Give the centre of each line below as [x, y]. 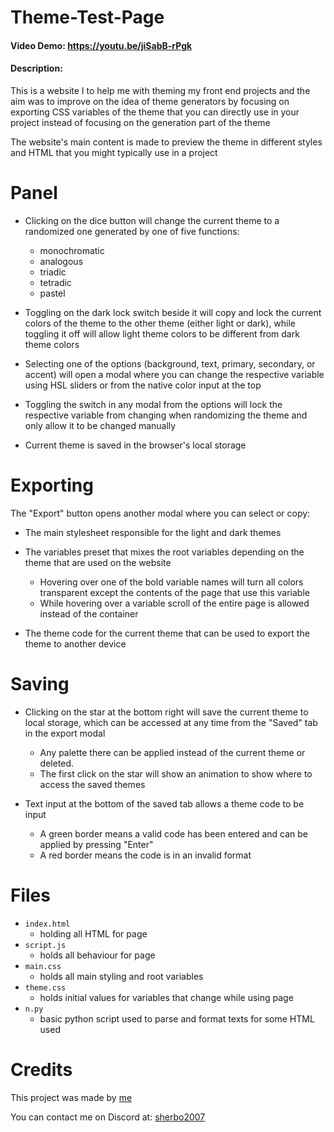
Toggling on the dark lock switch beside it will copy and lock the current [173, 312]
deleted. [57, 763]
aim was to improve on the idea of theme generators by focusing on [150, 101]
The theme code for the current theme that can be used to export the [167, 633]
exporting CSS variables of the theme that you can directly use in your [155, 112]
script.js [45, 945]
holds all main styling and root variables [121, 976]
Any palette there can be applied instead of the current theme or [172, 752]
